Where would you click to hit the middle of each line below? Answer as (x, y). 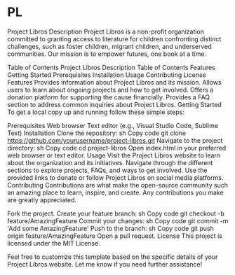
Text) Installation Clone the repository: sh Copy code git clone (97, 133)
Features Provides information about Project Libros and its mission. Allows (115, 82)
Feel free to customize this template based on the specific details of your (113, 257)
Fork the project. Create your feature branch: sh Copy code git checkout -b (116, 213)
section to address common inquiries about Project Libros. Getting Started (115, 104)
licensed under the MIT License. (54, 243)
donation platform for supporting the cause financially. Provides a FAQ (109, 97)
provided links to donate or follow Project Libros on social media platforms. (115, 177)
